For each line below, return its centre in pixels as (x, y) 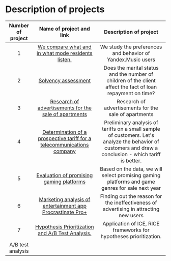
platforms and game (131, 182)
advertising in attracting (131, 209)
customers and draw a (131, 148)
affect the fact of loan (131, 86)
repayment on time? (131, 93)
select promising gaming (131, 175)
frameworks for (131, 230)
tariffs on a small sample (131, 129)
